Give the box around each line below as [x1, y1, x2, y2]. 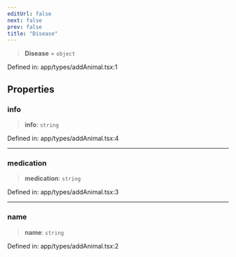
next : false [7, 17, 42, 24]
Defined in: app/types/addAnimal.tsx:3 [7, 188, 119, 196]
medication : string [24, 174, 81, 183]
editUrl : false [7, 10, 52, 18]
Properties [7, 83, 55, 95]
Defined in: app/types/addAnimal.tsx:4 [7, 134, 119, 142]
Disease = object [24, 49, 76, 58]
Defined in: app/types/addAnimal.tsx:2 [7, 242, 119, 250]
